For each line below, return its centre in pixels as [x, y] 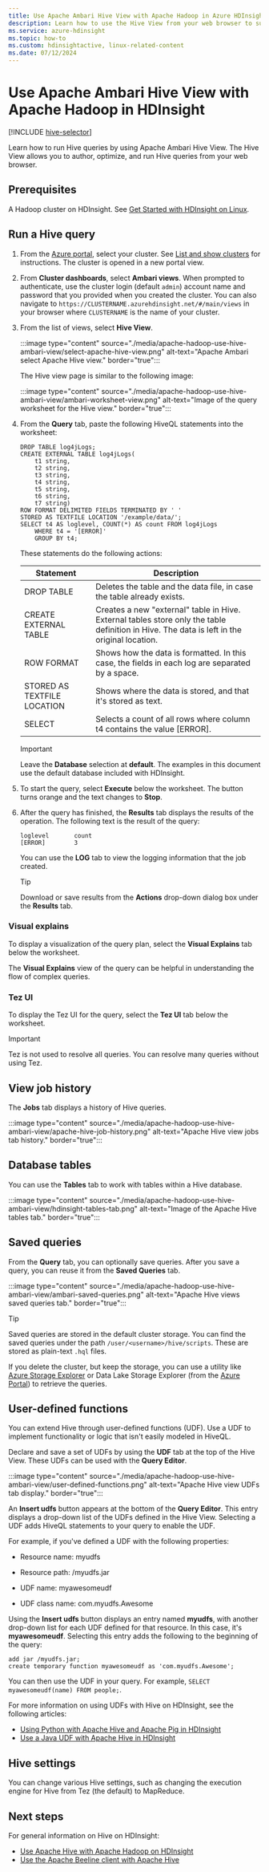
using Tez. [25, 1063]
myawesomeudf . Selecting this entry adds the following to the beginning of [133, 1636]
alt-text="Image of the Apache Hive [198, 1208]
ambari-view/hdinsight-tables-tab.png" [73, 1208]
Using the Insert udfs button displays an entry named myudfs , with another [133, 1619]
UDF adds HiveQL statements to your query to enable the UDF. [112, 1526]
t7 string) [53, 503]
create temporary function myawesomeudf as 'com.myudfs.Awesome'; [121, 1667]
